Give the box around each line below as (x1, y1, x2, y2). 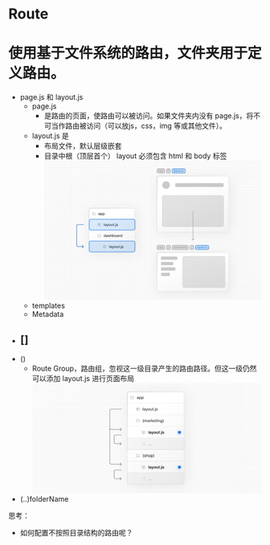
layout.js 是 (31, 131, 70, 141)
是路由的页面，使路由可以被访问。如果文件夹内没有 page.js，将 (43, 111, 254, 121)
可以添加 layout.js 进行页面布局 (31, 374, 135, 383)
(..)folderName (19, 494, 69, 503)
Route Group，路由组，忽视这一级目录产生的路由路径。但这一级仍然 (31, 363, 257, 374)
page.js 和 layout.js (19, 92, 84, 102)
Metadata (31, 309, 64, 319)
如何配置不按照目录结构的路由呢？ (19, 527, 133, 537)
